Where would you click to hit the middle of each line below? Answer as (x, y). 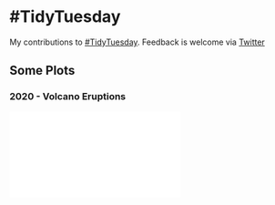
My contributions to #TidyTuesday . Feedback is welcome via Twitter (137, 42)
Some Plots (42, 71)
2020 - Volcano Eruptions (68, 97)
